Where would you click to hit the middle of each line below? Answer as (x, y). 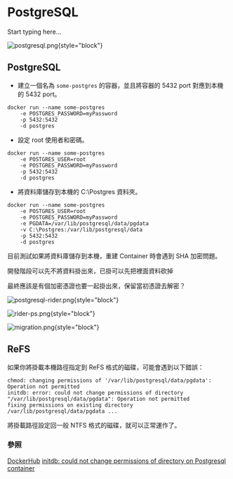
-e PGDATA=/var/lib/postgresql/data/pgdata (85, 223)
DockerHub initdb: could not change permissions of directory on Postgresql (116, 461)
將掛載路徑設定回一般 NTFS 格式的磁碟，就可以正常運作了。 (94, 425)
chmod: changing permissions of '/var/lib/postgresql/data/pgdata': (109, 381)
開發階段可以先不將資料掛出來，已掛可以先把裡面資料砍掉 (90, 271)
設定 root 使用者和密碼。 (53, 140)
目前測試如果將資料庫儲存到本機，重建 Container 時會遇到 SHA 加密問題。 (114, 256)
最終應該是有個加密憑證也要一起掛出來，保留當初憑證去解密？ (96, 286)
